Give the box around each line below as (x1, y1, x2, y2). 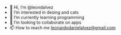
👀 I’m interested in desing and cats (9, 9, 79, 15)
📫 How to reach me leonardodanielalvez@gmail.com (9, 25, 116, 30)
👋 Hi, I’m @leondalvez (9, 5, 53, 10)
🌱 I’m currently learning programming (9, 15, 85, 20)
